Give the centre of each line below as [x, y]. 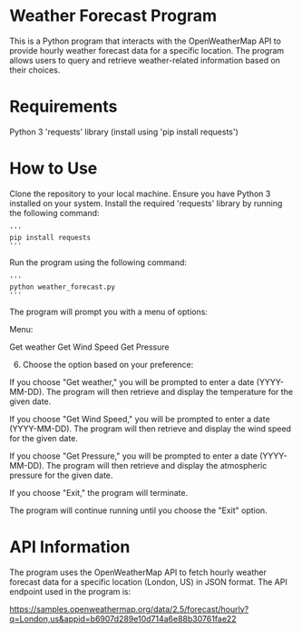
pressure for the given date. [61, 475]
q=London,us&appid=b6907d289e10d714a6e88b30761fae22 [123, 618]
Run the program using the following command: [98, 262]
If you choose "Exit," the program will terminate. [99, 492]
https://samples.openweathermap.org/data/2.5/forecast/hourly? [129, 608]
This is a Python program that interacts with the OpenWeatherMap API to [145, 41]
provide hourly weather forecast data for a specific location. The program [147, 50]
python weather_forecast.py [63, 287]
